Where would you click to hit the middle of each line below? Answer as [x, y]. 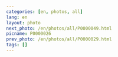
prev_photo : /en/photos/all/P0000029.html [59, 39]
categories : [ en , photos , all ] [45, 12]
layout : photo [24, 23]
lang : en [17, 17]
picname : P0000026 [29, 34]
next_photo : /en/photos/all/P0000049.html [59, 28]
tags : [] [17, 45]
